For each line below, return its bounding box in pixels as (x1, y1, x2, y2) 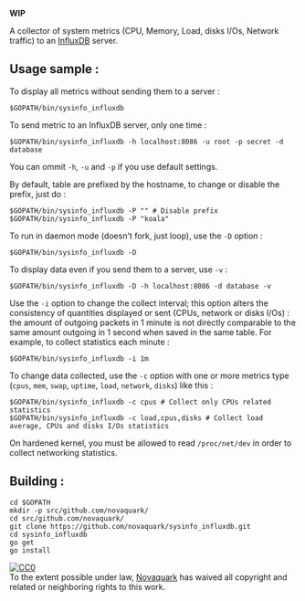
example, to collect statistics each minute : (9, 336, 171, 347)
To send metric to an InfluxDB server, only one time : (9, 119, 207, 131)
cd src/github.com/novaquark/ (9, 513, 125, 523)
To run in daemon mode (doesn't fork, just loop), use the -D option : (9, 230, 263, 241)
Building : (9, 474, 65, 490)
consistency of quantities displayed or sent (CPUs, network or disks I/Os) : (9, 307, 290, 318)
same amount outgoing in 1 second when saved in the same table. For (9, 326, 272, 337)
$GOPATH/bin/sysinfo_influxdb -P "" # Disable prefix (9, 206, 219, 216)
